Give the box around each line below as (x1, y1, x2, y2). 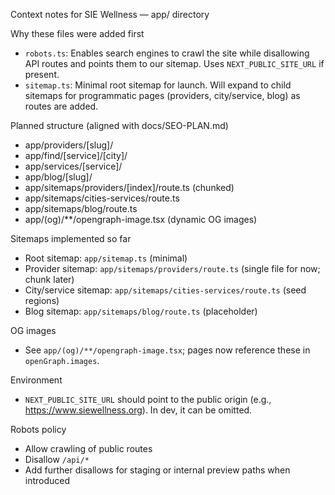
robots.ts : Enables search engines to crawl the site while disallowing (24, 47, 310, 59)
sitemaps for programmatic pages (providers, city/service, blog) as (24, 90, 301, 101)
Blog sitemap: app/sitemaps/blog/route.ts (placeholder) (24, 305, 258, 317)
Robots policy (10, 424, 67, 435)
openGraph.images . (24, 355, 100, 366)
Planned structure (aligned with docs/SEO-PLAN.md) (10, 120, 229, 131)
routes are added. (24, 100, 99, 112)
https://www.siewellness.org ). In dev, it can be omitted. (24, 404, 253, 416)
